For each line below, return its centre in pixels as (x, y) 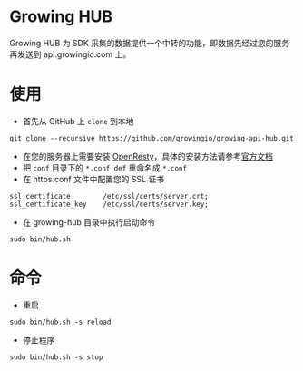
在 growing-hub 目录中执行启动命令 (89, 222)
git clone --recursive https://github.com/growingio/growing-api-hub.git (152, 138)
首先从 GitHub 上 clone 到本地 (78, 121)
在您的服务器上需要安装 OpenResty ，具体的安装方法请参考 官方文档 (148, 156)
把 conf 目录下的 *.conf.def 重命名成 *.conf (105, 167)
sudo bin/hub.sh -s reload (60, 322)
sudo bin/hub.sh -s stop (56, 357)
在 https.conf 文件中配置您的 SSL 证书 (93, 179)
